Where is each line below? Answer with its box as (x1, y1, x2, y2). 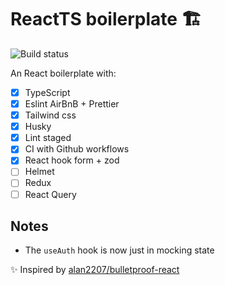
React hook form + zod (24, 154, 120, 166)
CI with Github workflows (24, 143, 130, 155)
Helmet (24, 166, 55, 178)
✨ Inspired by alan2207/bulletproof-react (10, 264, 180, 276)
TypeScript (24, 86, 71, 98)
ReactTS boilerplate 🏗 (10, 8, 202, 31)
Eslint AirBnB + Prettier (24, 98, 120, 110)
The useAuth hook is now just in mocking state (24, 244, 215, 256)
